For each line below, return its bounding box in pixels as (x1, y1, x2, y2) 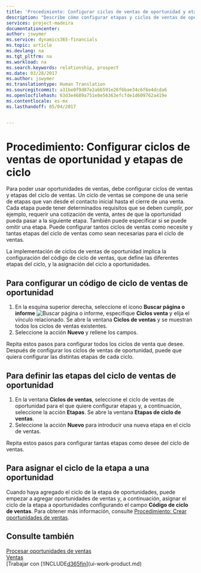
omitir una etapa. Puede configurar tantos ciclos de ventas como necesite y (6, 223, 193, 231)
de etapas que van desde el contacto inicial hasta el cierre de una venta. (6, 198, 185, 205)
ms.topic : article (6, 43, 52, 49)
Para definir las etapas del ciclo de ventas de (6, 370, 176, 381)
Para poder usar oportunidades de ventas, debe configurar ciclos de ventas (6, 185, 193, 193)
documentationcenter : (6, 25, 60, 32)
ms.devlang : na (6, 48, 44, 54)
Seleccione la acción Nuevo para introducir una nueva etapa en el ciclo (14, 421, 191, 429)
